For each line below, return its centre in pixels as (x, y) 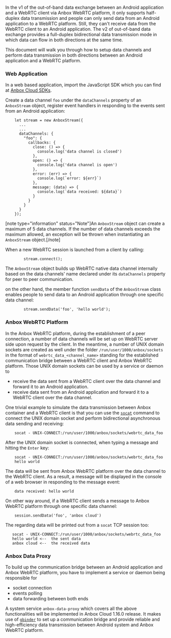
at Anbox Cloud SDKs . (29, 90)
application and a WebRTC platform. (43, 60)
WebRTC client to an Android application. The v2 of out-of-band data (78, 29)
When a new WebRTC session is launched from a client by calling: (75, 250)
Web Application (26, 73)
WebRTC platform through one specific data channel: (61, 506)
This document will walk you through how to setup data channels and (78, 50)
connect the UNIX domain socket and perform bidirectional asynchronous (83, 418)
